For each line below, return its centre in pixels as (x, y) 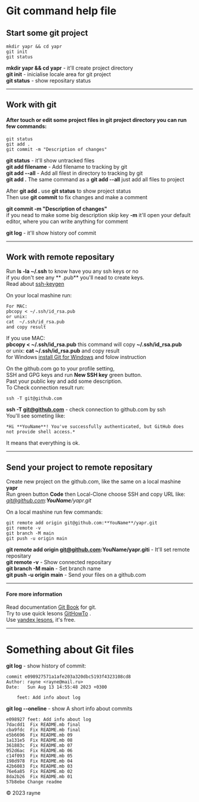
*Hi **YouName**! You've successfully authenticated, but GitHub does (95, 427)
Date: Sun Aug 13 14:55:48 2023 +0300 (57, 687)
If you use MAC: (26, 338)
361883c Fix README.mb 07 (39, 746)
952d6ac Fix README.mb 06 (39, 751)
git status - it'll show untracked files (50, 160)
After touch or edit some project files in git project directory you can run (97, 119)
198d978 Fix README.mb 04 (39, 761)
